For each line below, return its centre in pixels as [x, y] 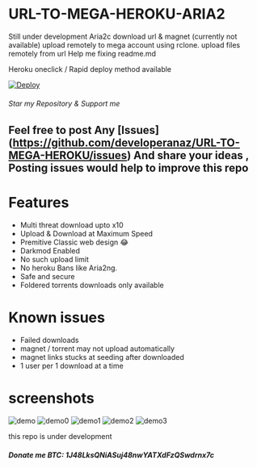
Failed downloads [49, 341]
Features [39, 203]
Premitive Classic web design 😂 [74, 242]
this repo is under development [60, 436]
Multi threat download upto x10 [72, 225]
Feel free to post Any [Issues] [84, 130]
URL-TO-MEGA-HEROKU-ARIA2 [117, 14]
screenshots [51, 398]
